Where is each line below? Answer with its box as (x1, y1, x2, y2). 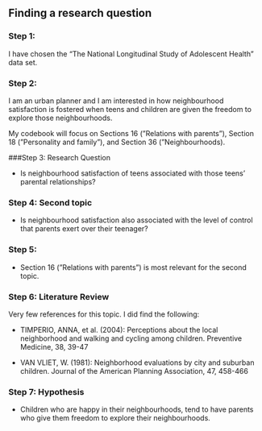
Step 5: (8, 244, 38, 255)
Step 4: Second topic (8, 197, 93, 208)
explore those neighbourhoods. (8, 113, 113, 122)
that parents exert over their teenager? (19, 224, 148, 234)
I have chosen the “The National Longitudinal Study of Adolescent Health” (8, 48, 254, 59)
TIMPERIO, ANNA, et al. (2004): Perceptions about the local (19, 325, 218, 334)
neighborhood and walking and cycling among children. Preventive (19, 334, 243, 343)
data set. (8, 57, 38, 67)
